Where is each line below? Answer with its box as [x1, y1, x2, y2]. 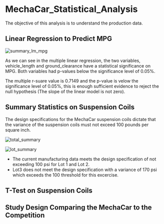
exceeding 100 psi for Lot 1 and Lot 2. [12, 161, 90, 167]
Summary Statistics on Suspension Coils [5, 103, 135, 111]
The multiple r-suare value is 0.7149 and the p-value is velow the [5, 77, 138, 83]
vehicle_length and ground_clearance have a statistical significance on [5, 62, 151, 68]
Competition [5, 211, 45, 219]
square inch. [5, 126, 31, 133]
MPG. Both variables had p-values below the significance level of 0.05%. [5, 68, 156, 74]
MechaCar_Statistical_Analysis [5, 3, 138, 15]
